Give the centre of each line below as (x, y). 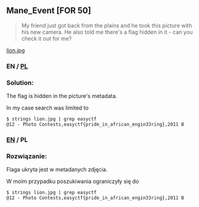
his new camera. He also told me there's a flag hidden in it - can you (107, 32)
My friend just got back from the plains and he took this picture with (107, 25)
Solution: (20, 83)
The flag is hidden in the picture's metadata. (62, 96)
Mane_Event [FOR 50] (49, 11)
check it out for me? (46, 38)
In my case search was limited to (48, 108)
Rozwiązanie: (27, 156)
